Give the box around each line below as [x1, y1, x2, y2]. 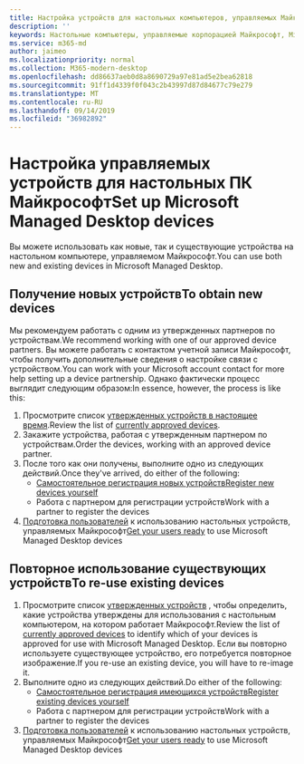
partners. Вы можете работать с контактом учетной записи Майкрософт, [9, 343, 291, 354]
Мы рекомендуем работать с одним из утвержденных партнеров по [9, 324, 276, 335]
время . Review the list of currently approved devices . [22, 419, 221, 430]
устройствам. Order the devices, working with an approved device [22, 439, 271, 450]
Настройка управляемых [9, 153, 211, 174]
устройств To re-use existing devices [9, 575, 224, 591]
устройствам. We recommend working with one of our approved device [9, 334, 278, 345]
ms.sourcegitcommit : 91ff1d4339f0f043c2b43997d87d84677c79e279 [9, 81, 253, 90]
